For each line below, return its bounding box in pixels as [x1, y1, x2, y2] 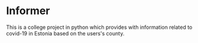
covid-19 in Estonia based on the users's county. [6, 29, 125, 37]
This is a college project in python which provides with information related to [6, 24, 193, 31]
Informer [6, 4, 50, 18]
